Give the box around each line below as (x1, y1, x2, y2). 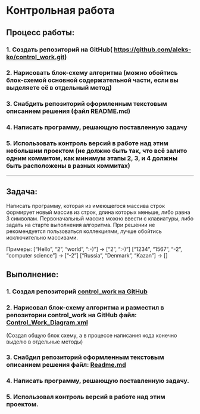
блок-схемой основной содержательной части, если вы (6, 76, 179, 84)
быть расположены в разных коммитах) (6, 162, 130, 170)
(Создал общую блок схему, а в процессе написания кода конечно (6, 332, 177, 339)
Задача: (6, 186, 37, 197)
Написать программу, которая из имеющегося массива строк (6, 203, 165, 210)
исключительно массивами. (6, 234, 79, 241)
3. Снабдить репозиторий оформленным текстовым (6, 100, 168, 108)
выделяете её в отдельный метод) (6, 84, 112, 92)
